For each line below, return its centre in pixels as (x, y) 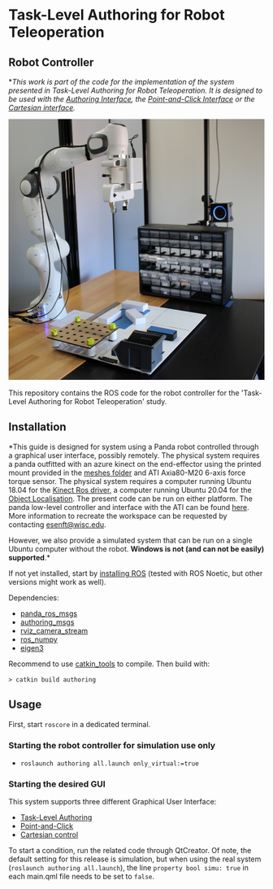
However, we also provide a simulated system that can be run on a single (131, 540)
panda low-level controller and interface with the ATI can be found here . (129, 507)
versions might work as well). (58, 582)
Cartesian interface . (42, 108)
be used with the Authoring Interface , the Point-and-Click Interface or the (132, 99)
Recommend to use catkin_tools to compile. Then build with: (109, 664)
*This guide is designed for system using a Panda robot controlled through (134, 447)
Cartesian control (49, 835)
